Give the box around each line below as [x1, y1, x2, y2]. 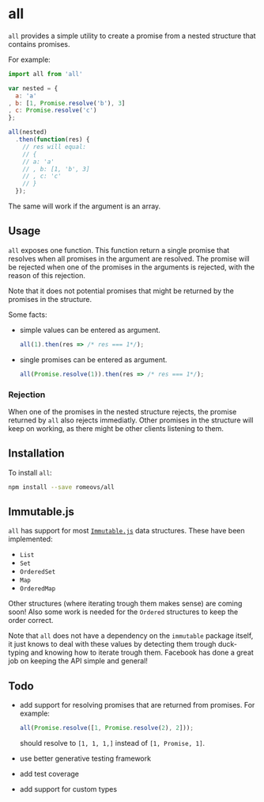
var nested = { [8, 84, 58, 92]
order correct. [8, 616, 54, 625]
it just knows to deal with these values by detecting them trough [8, 640, 217, 649]
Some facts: [8, 310, 47, 319]
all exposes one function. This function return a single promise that [8, 245, 230, 254]
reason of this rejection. [8, 270, 85, 280]
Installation [8, 447, 65, 460]
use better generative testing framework [19, 754, 152, 763]
